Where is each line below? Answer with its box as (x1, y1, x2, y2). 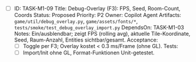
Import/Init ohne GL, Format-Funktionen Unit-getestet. (22, 49, 155, 56)
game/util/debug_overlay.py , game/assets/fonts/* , (14, 18, 138, 25)
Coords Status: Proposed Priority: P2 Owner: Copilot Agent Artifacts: (14, 12, 181, 19)
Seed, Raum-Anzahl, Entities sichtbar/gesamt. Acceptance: (14, 36, 158, 43)
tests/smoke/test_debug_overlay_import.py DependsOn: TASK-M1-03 (14, 24, 184, 31)
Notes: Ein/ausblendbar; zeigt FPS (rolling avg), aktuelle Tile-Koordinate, (14, 30, 191, 37)
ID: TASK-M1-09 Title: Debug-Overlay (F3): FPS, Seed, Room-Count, (14, 5, 181, 12)
